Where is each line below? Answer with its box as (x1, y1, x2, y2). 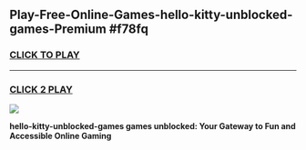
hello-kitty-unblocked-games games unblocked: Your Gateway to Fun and (9, 120, 296, 131)
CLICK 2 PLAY (9, 83, 73, 95)
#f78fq (108, 22, 148, 37)
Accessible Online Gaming (9, 130, 112, 141)
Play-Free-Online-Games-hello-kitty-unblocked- (9, 7, 293, 23)
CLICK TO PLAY (9, 49, 80, 62)
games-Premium (9, 22, 107, 37)
